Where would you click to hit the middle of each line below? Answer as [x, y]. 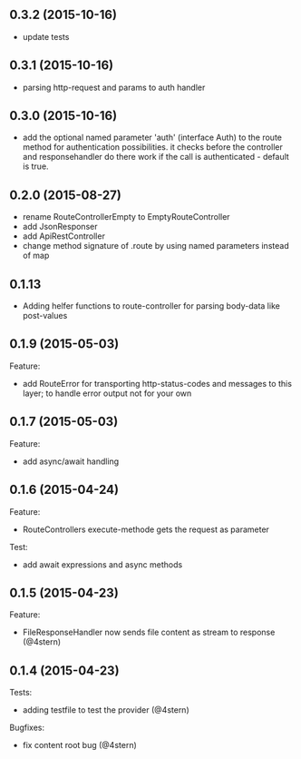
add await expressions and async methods [102, 564]
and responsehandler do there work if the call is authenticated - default [156, 157]
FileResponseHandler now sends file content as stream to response [149, 632]
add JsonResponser [60, 227]
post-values [45, 316]
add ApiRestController [64, 236]
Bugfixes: [27, 728]
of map [36, 256]
